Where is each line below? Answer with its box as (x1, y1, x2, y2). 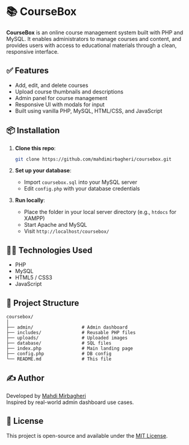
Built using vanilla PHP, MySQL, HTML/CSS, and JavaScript (14, 107, 163, 115)
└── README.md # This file (6, 356, 112, 362)
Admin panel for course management (14, 94, 108, 101)
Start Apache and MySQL (23, 221, 87, 229)
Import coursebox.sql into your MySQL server (23, 178, 137, 186)
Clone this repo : (14, 144, 56, 151)
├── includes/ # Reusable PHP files (6, 330, 136, 336)
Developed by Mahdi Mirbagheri (6, 392, 86, 399)
